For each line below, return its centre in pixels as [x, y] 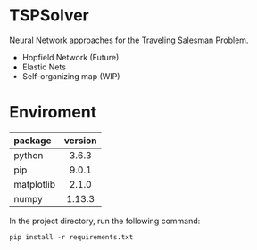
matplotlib [35, 184]
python [29, 155]
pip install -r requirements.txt [71, 237]
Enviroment [53, 113]
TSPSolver [49, 16]
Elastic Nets [44, 67]
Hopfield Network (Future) [70, 57]
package [33, 141]
